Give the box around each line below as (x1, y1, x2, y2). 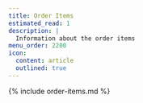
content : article (15, 57, 74, 65)
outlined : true (15, 64, 67, 72)
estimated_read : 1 (8, 19, 70, 27)
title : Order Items (8, 11, 74, 20)
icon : (8, 49, 27, 57)
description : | (8, 27, 60, 35)
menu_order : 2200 (8, 42, 67, 50)
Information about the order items (15, 34, 136, 43)
